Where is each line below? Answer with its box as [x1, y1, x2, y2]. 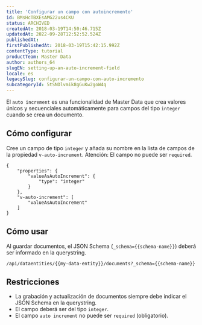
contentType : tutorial [6, 48, 63, 54]
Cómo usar [6, 227, 49, 237]
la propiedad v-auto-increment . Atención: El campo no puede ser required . [6, 151, 192, 158]
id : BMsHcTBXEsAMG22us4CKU [6, 14, 74, 21]
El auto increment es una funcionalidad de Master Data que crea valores [6, 98, 186, 106]
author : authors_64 [6, 59, 55, 65]
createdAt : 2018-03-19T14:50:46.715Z [6, 25, 101, 32]
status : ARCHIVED [6, 20, 50, 26]
